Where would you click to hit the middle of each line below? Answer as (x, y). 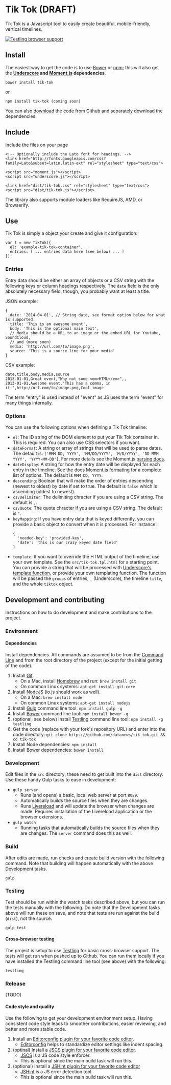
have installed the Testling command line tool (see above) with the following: (86, 961)
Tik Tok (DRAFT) (41, 9)
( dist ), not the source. (29, 918)
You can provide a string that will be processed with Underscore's (82, 567)
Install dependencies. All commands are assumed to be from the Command (84, 654)
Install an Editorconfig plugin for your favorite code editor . (73, 1039)
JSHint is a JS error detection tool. (56, 1071)
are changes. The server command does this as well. (76, 833)
